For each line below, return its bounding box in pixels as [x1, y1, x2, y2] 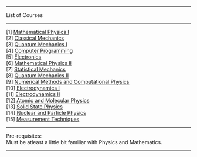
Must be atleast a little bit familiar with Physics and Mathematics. [6, 139, 162, 145]
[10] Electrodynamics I [6, 84, 60, 91]
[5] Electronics [6, 53, 42, 60]
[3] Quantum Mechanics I [6, 41, 67, 47]
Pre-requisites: [6, 132, 42, 139]
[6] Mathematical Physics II [6, 60, 72, 66]
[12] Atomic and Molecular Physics [6, 97, 90, 104]
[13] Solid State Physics [6, 103, 63, 110]
